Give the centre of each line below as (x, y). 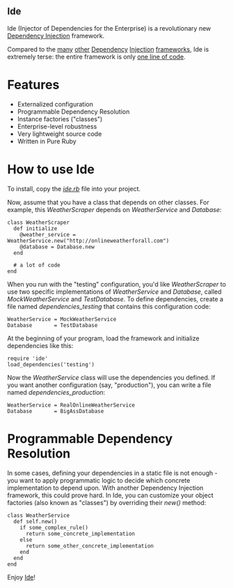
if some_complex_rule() (54, 527)
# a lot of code (37, 265)
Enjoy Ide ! (22, 577)
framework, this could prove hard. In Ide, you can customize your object (110, 495)
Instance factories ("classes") (60, 119)
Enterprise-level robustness (57, 126)
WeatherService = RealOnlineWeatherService (71, 405)
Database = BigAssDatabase (56, 411)
